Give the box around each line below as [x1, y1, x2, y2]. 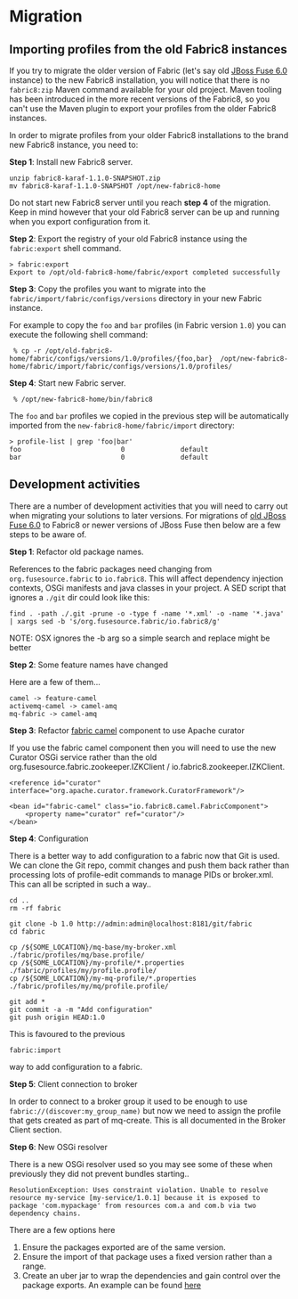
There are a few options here [9, 1224, 116, 1235]
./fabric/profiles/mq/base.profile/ [9, 951, 145, 960]
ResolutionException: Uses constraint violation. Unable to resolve [9, 1185, 269, 1195]
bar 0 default [9, 453, 209, 462]
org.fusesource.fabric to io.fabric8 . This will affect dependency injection [9, 573, 284, 584]
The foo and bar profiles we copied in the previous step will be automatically [9, 411, 289, 421]
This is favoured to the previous [9, 1028, 125, 1039]
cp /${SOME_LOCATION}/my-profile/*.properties [9, 958, 185, 968]
